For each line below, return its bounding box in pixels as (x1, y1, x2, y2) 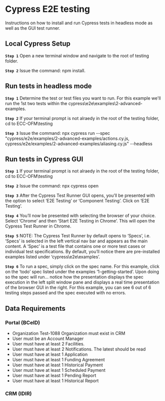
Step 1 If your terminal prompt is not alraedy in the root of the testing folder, (5, 168, 160, 174)
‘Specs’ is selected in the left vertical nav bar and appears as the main (5, 238, 148, 244)
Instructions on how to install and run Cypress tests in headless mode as (5, 20, 153, 26)
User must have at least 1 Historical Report (12, 378, 99, 384)
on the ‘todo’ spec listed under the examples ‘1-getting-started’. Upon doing (5, 269, 160, 275)
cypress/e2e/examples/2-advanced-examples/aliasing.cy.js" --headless (5, 140, 153, 147)
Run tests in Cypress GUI (5, 155, 83, 163)
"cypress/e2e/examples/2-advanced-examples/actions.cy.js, (5, 135, 130, 141)
